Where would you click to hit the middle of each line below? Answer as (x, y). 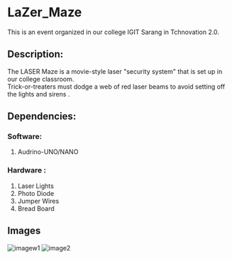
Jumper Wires (38, 201)
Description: (35, 54)
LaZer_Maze (45, 12)
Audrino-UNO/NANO (48, 152)
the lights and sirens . (39, 94)
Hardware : (27, 170)
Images (24, 231)
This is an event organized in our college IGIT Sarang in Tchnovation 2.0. (114, 32)
